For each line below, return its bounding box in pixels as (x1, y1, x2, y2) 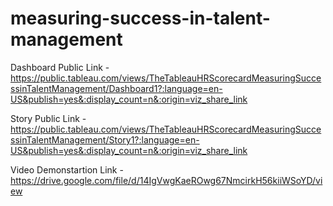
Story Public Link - (10, 112, 87, 124)
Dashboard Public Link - (10, 61, 110, 73)
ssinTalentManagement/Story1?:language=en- (10, 133, 200, 146)
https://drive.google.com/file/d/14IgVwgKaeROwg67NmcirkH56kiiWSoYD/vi (10, 174, 323, 186)
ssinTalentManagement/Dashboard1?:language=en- (10, 82, 223, 94)
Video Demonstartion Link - (10, 163, 124, 176)
